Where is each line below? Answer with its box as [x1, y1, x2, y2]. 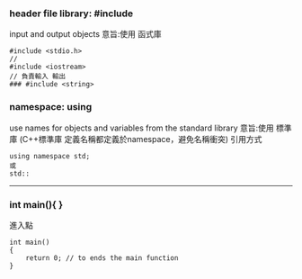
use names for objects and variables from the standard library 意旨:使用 [9, 122, 274, 133]
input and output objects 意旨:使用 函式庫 [9, 29, 162, 40]
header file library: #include [9, 7, 134, 20]
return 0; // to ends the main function [25, 253, 179, 263]
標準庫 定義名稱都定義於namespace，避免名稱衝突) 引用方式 [38, 133, 262, 144]
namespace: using [9, 101, 93, 113]
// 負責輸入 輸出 [9, 72, 66, 81]
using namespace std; [9, 151, 91, 160]
